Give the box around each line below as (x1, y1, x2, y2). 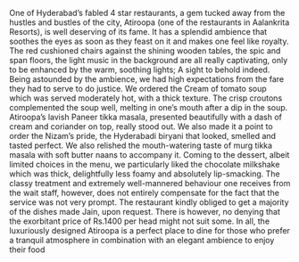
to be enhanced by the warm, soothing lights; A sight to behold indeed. (9, 64, 270, 75)
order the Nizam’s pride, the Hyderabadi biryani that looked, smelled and (9, 131, 277, 141)
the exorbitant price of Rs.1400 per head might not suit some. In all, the (9, 216, 270, 226)
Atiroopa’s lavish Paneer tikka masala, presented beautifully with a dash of (9, 111, 283, 122)
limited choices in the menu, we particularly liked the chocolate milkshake (9, 160, 280, 169)
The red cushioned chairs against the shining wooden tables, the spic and (9, 45, 281, 56)
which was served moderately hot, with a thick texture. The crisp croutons (9, 93, 283, 103)
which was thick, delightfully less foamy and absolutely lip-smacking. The (9, 168, 281, 179)
